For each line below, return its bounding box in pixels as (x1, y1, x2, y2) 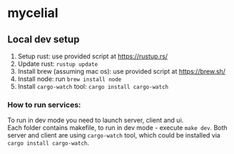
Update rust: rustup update (17, 60, 98, 68)
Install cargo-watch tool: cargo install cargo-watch (17, 82, 169, 90)
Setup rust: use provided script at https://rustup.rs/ (17, 52, 168, 60)
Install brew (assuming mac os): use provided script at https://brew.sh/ (17, 67, 226, 75)
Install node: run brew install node (17, 75, 122, 83)
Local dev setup (7, 33, 80, 45)
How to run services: (7, 99, 81, 109)
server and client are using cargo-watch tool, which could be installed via (7, 131, 221, 140)
